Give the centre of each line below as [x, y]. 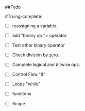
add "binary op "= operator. [40, 35]
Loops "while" [26, 84]
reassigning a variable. [35, 26]
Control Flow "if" [29, 74]
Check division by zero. [35, 55]
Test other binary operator [38, 45]
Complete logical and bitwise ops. [46, 64]
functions [22, 94]
